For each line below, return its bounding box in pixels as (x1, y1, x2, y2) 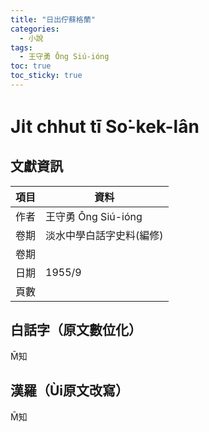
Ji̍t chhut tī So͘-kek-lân (10, 116, 200, 138)
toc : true (10, 61, 52, 71)
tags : (10, 42, 33, 53)
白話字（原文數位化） (10, 322, 142, 339)
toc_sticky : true (10, 71, 83, 81)
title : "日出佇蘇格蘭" (10, 14, 96, 25)
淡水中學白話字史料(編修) (45, 228, 164, 242)
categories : (10, 24, 60, 34)
